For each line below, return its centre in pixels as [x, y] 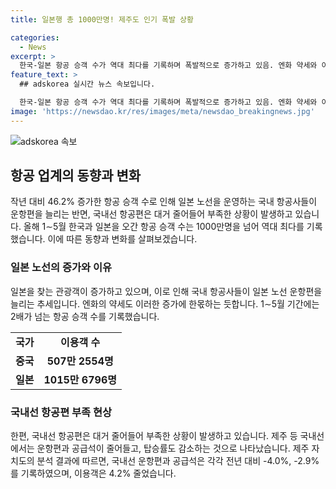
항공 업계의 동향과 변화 [76, 176]
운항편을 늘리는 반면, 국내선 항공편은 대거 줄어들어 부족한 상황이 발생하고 [151, 214]
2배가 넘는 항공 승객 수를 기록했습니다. [85, 316]
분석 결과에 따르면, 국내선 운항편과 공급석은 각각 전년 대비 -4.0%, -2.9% [178, 461]
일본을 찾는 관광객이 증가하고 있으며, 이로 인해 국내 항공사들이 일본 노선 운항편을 [166, 291]
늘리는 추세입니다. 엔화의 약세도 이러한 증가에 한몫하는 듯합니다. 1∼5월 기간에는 [165, 303]
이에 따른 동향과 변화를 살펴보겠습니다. [122, 239]
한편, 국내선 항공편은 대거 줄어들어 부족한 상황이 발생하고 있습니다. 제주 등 [154, 436]
